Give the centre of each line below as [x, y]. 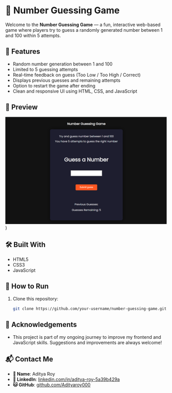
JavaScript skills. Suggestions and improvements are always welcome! [87, 342]
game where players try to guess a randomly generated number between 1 [84, 30]
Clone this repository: [35, 298]
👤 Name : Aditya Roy [34, 374]
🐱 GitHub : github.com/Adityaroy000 [51, 385]
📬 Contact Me [29, 359]
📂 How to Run [27, 286]
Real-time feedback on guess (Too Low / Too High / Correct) [77, 75]
